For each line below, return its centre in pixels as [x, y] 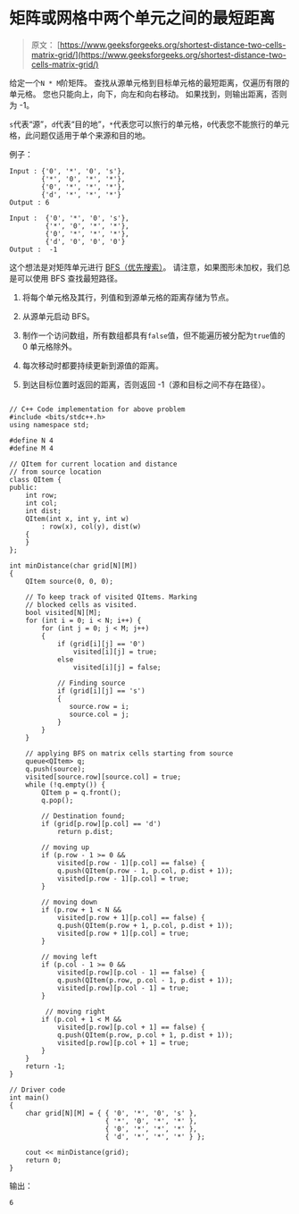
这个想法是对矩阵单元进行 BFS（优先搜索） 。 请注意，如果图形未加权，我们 [146, 267]
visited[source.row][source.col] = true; [103, 777]
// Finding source [91, 683]
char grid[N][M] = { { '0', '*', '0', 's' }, [112, 1113]
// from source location [55, 472]
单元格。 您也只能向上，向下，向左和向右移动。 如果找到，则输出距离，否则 [148, 94]
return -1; [46, 1066]
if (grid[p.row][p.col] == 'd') [102, 823]
